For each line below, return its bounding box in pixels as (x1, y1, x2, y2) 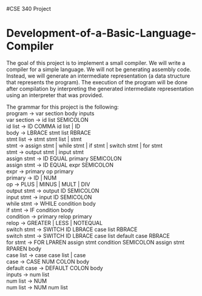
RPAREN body (6, 245, 41, 252)
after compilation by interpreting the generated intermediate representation (6, 85, 194, 92)
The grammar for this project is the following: (6, 103, 120, 110)
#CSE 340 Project (6, 5, 52, 12)
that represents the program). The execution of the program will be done (6, 78, 188, 86)
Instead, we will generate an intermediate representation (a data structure (6, 72, 190, 79)
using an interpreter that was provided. (6, 91, 104, 99)
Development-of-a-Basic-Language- (6, 27, 197, 40)
